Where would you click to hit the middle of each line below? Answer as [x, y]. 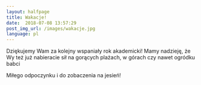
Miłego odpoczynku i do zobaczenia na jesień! [64, 75]
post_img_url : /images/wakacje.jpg [51, 28]
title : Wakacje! [26, 17]
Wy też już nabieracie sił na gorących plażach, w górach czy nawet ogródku [101, 57]
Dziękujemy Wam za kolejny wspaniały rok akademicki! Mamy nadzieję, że [98, 51]
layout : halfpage [28, 12]
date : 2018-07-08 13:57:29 [42, 23]
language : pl [23, 34]
